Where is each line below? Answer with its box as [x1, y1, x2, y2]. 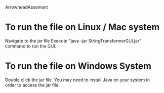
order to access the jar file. [5, 82, 60, 88]
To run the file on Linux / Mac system [5, 22, 160, 33]
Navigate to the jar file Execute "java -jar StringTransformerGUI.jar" [5, 38, 142, 44]
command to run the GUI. [5, 43, 57, 49]
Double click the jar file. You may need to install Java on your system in [5, 77, 150, 83]
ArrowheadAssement [5, 4, 48, 10]
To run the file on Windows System [5, 60, 152, 72]
